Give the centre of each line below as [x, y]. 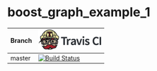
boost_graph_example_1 [79, 12]
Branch [21, 41]
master [21, 58]
